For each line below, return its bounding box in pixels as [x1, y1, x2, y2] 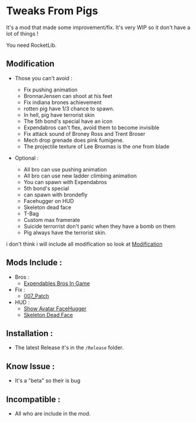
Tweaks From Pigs [6, 4, 99, 18]
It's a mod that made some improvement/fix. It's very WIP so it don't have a [6, 24, 191, 31]
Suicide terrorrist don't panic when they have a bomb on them [23, 223, 176, 230]
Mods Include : [6, 258, 62, 268]
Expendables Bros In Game [23, 280, 90, 287]
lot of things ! [6, 30, 39, 37]
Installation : [6, 328, 53, 338]
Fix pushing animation [23, 86, 78, 93]
